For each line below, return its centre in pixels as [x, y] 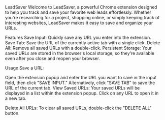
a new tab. [16, 98]
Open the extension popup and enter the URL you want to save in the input [81, 77]
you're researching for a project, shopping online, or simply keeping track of [82, 17]
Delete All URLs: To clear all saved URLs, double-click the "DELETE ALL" [78, 108]
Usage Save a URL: [25, 68]
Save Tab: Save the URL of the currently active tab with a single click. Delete [82, 43]
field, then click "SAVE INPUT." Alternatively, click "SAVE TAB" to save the [80, 83]
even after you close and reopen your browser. [52, 58]
